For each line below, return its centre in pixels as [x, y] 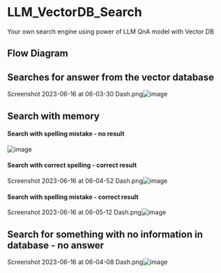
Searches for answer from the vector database [111, 77]
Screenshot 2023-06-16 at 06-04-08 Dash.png [75, 262]
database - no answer [56, 245]
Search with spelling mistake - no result [66, 134]
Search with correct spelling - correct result [72, 165]
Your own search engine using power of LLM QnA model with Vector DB [111, 31]
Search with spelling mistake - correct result [73, 197]
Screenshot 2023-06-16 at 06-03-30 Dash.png [75, 94]
